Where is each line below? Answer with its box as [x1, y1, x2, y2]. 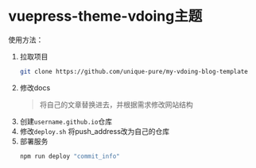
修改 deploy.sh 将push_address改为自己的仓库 [19, 126, 170, 136]
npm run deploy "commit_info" [19, 152, 121, 160]
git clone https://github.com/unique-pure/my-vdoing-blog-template [19, 67, 248, 75]
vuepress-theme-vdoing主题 [8, 7, 203, 25]
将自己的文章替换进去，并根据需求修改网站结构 [39, 100, 193, 109]
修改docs [19, 82, 51, 92]
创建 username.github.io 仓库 [19, 116, 113, 126]
